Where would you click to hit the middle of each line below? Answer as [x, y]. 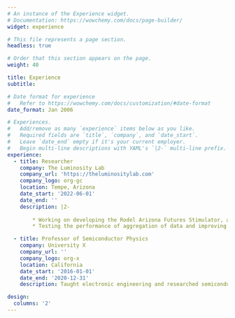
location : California [51, 265]
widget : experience [36, 27]
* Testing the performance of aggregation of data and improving [130, 226]
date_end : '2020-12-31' [55, 278]
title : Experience [34, 78]
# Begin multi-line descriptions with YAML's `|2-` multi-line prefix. [117, 148]
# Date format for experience [51, 96]
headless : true [29, 46]
